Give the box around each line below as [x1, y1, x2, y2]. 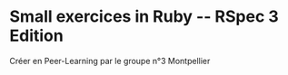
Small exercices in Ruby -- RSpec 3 [9, 6, 279, 27]
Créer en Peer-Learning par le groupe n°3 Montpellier [9, 55, 211, 66]
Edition [9, 25, 64, 46]
